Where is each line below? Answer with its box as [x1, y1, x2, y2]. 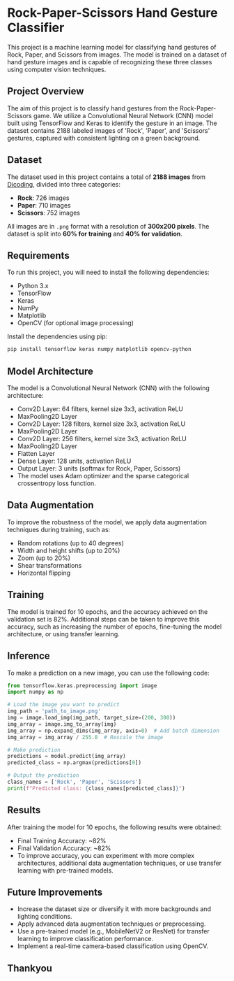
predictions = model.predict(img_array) [7, 753, 127, 760]
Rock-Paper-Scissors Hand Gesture [7, 5, 218, 21]
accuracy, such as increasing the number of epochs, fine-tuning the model [7, 622, 222, 631]
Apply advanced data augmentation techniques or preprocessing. [17, 919, 206, 928]
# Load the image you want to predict [7, 701, 120, 708]
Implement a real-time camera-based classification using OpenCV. [17, 942, 209, 950]
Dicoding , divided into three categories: [7, 180, 120, 188]
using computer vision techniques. [7, 65, 107, 73]
